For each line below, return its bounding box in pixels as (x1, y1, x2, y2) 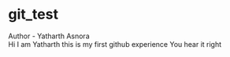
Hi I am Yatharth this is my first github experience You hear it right (8, 39, 222, 48)
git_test (8, 5, 59, 23)
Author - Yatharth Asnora (8, 31, 90, 41)
